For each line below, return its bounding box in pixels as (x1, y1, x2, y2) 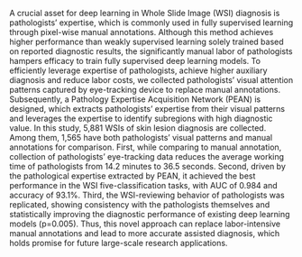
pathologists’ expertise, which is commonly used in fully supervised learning (9, 17, 294, 28)
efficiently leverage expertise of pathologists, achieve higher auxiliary (9, 65, 268, 76)
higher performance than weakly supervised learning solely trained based (9, 36, 284, 47)
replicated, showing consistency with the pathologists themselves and (9, 199, 270, 210)
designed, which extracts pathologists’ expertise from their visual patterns (9, 104, 286, 114)
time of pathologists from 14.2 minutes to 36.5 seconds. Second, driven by (9, 161, 287, 171)
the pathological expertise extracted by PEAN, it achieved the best (9, 170, 256, 181)
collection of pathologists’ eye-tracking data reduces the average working (9, 151, 285, 161)
